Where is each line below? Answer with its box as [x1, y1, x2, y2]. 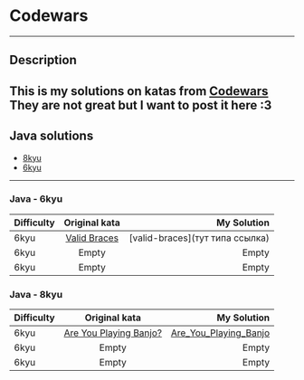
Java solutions [9, 128, 94, 144]
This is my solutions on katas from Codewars [9, 83, 269, 99]
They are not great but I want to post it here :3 [9, 97, 272, 113]
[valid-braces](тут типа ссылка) [128, 232, 270, 244]
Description [9, 52, 77, 68]
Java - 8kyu [9, 288, 63, 300]
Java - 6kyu [9, 193, 63, 205]
